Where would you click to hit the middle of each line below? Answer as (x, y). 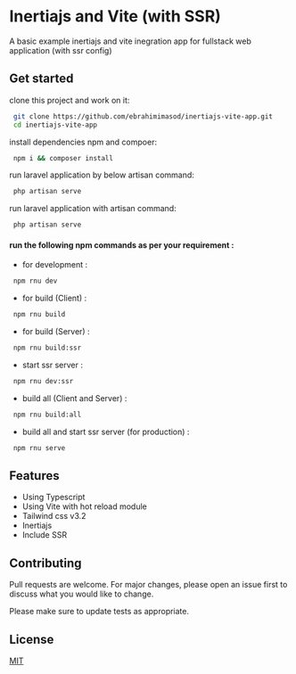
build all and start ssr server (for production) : (106, 432)
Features (34, 476)
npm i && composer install (63, 158)
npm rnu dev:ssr (43, 381)
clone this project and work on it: (70, 100)
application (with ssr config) (61, 50)
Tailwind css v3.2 (54, 516)
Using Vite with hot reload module (84, 506)
